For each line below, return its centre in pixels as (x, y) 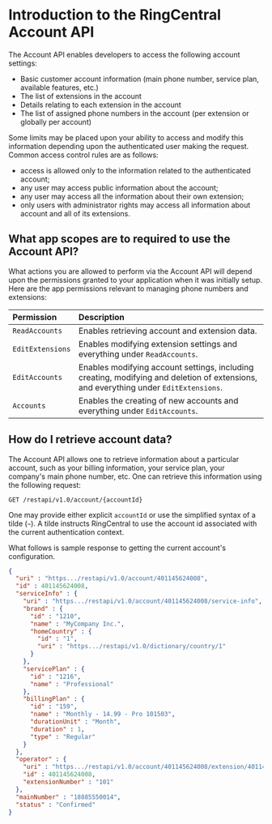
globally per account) (55, 122)
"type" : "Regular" (62, 736)
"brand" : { (43, 608)
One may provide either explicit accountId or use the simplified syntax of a (132, 514)
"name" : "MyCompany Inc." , (77, 624)
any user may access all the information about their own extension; (132, 196)
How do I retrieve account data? (90, 440)
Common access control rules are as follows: (84, 155)
